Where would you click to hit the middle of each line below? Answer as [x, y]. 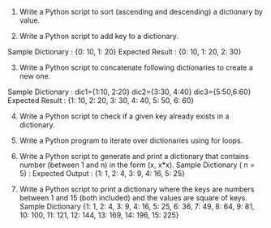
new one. [35, 76]
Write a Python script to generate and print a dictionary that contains [134, 156]
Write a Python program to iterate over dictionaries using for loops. [131, 140]
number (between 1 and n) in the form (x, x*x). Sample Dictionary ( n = [137, 165]
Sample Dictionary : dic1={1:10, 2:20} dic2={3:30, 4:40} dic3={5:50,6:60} [129, 92]
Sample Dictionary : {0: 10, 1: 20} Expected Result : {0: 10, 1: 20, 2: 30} [125, 52]
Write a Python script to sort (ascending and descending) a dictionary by [141, 12]
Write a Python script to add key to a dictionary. [99, 36]
